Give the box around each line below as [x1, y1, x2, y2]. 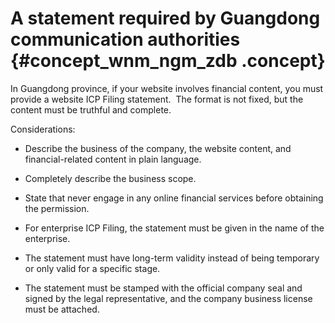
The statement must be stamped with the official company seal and [24, 282, 303, 294]
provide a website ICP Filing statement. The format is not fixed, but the [10, 93, 304, 105]
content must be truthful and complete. [10, 103, 172, 116]
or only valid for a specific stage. [24, 262, 161, 274]
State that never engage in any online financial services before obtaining [24, 192, 324, 204]
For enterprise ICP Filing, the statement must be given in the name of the [24, 222, 325, 234]
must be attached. [24, 303, 100, 315]
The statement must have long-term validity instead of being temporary [24, 252, 320, 264]
